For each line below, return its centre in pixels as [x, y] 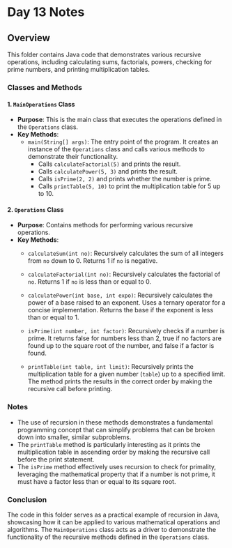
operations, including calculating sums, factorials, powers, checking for [110, 62]
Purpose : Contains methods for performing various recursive [105, 225]
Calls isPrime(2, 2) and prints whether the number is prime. [125, 179]
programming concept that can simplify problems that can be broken [116, 429]
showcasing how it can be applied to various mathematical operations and [114, 522]
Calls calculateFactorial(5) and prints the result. [109, 164]
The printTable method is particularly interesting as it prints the [109, 444]
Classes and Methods [45, 87]
